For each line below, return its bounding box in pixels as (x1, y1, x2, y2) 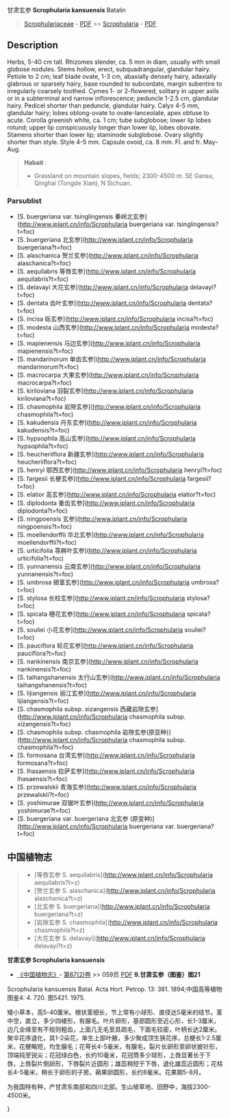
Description (7, 40, 58, 51)
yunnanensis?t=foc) (16, 570, 74, 578)
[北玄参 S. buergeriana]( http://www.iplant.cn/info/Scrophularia (34, 902, 210, 910)
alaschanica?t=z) (34, 894, 83, 902)
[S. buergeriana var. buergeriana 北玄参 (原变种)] (16, 815, 155, 823)
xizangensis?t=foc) (16, 720, 71, 728)
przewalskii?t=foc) (16, 791, 70, 799)
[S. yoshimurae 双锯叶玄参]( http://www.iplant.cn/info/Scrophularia (16, 799, 204, 807)
